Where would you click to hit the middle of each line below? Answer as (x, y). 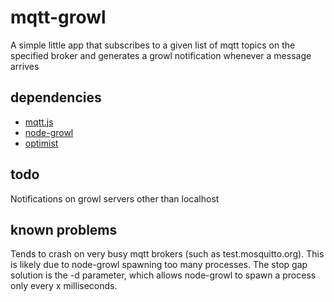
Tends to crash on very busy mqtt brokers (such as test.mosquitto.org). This (167, 254)
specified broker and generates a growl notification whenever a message (161, 55)
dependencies (56, 97)
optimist (41, 143)
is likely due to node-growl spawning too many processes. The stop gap (159, 265)
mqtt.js (39, 122)
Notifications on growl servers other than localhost (115, 198)
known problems (64, 229)
